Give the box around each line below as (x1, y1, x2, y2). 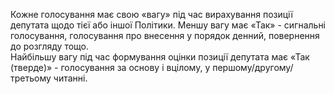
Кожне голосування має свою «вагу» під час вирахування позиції (10, 9, 293, 20)
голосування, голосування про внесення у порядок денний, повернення (10, 30, 320, 41)
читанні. (53, 72, 88, 84)
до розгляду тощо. (10, 40, 90, 52)
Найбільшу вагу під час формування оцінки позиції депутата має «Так (10, 51, 310, 63)
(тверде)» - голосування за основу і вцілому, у (10, 62, 211, 73)
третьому (10, 72, 52, 84)
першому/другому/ (212, 62, 294, 73)
